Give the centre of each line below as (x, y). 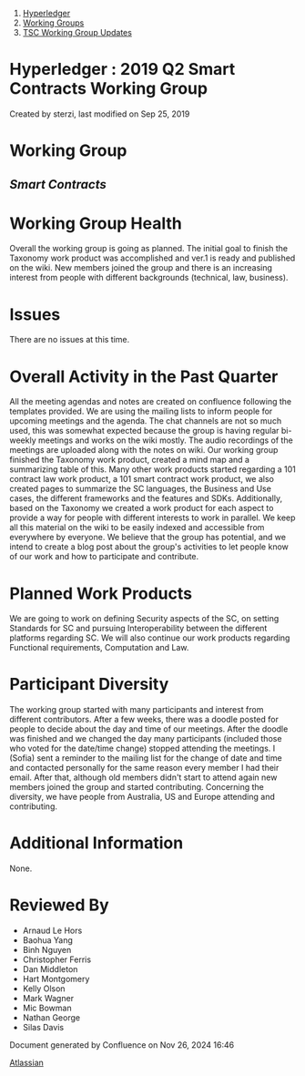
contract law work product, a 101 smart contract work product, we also (142, 479)
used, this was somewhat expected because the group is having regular (144, 431)
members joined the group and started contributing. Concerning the (137, 787)
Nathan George (51, 1018)
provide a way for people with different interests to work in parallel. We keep (152, 518)
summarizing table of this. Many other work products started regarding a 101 (152, 469)
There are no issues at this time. (70, 340)
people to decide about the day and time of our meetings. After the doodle (149, 729)
